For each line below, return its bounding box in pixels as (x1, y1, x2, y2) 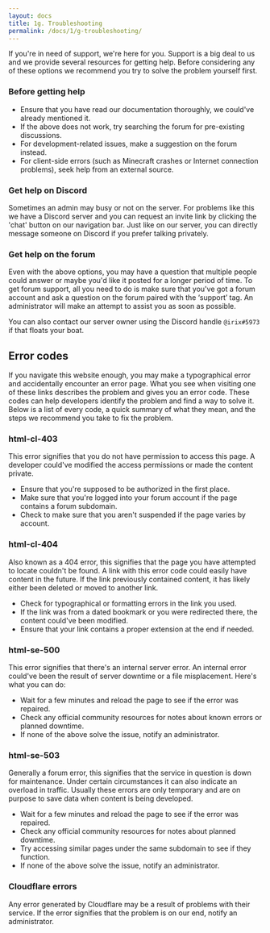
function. (19, 852, 51, 862)
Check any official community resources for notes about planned (19, 827, 236, 836)
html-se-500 (8, 644, 60, 656)
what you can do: (8, 679, 66, 689)
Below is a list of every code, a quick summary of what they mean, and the (8, 405, 256, 414)
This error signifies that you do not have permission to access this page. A (8, 452, 255, 461)
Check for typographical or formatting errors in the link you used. (19, 598, 237, 608)
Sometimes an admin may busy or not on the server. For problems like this (8, 202, 255, 212)
